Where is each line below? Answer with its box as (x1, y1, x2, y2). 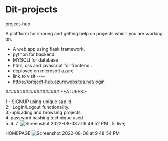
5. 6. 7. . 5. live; (5, 120, 126, 126)
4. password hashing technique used (5, 114, 83, 121)
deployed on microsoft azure (12, 68, 74, 74)
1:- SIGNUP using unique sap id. (5, 98, 73, 105)
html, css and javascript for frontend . (12, 62, 92, 68)
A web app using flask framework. (12, 46, 86, 52)
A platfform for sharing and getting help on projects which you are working (5, 30, 163, 36)
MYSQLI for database (12, 56, 58, 63)
